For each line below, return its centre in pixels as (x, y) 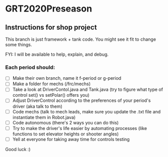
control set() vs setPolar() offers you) (51, 95)
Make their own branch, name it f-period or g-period (67, 78)
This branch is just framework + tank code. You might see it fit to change (81, 39)
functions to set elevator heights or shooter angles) (66, 134)
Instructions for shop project (51, 27)
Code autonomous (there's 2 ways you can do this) (66, 122)
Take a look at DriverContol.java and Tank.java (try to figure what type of (88, 90)
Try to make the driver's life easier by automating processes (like (80, 128)
